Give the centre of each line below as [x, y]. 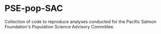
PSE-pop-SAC [34, 8]
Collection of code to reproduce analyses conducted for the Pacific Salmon [80, 22]
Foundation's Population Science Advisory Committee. [59, 26]
